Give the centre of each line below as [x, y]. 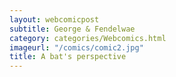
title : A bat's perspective [68, 57]
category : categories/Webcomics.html [88, 38]
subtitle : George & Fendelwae [72, 29]
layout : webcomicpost [54, 19]
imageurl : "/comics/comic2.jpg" [76, 47]
